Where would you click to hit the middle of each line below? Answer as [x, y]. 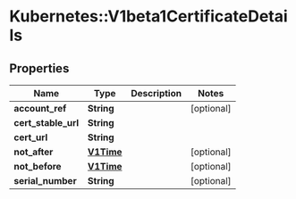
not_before [38, 166]
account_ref [40, 108]
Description [156, 93]
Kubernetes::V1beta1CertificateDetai [148, 17]
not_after [34, 152]
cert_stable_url [47, 123]
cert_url [31, 137]
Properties [39, 68]
